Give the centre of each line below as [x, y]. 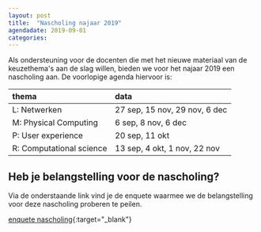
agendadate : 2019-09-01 [47, 30]
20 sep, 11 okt [142, 135]
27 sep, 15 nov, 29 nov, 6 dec [171, 110]
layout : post [30, 15]
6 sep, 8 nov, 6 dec [151, 123]
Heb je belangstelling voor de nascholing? [114, 176]
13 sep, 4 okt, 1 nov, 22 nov [167, 149]
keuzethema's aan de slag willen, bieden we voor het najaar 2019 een [121, 69]
